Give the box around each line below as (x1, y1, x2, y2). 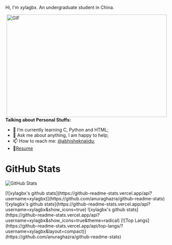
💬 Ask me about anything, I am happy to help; (12, 132, 109, 138)
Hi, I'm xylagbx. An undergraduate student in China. (5, 5, 114, 10)
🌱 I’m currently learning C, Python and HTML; (12, 127, 109, 133)
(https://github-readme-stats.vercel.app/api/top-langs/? (5, 222, 124, 229)
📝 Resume (12, 146, 33, 151)
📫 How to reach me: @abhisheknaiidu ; (12, 138, 96, 144)
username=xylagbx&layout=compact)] (5, 228, 87, 234)
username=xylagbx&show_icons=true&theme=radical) (5, 217, 120, 223)
